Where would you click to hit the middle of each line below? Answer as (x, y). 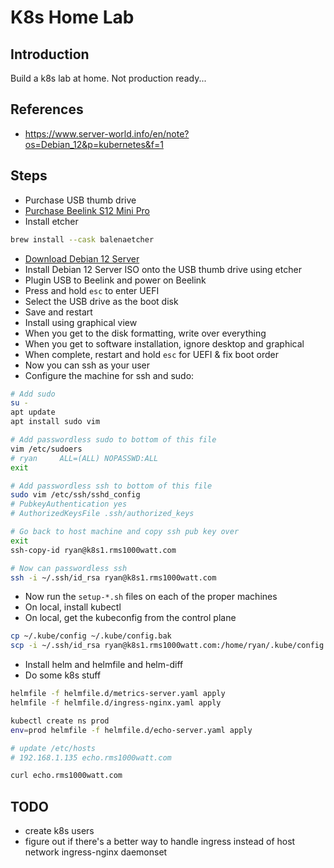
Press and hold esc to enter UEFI (92, 290)
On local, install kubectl (73, 607)
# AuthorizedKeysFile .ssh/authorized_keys (102, 514)
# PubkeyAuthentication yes (69, 504)
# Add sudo (33, 394)
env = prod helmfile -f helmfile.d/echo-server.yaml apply (131, 730)
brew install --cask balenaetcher (82, 239)
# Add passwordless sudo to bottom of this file (113, 440)
